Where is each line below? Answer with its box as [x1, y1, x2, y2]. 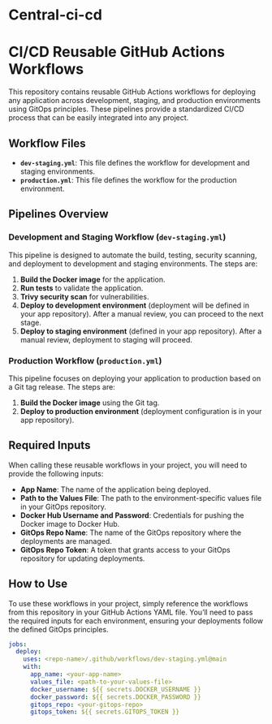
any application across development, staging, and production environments [8, 96, 261, 106]
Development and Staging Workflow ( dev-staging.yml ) [8, 231, 227, 243]
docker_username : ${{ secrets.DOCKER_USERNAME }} [29, 685, 201, 693]
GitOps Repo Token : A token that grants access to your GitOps [19, 545, 231, 554]
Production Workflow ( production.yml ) [8, 355, 162, 366]
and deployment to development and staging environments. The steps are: [8, 258, 258, 269]
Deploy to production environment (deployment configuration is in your [19, 406, 262, 416]
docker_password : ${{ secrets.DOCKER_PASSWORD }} [29, 692, 201, 701]
